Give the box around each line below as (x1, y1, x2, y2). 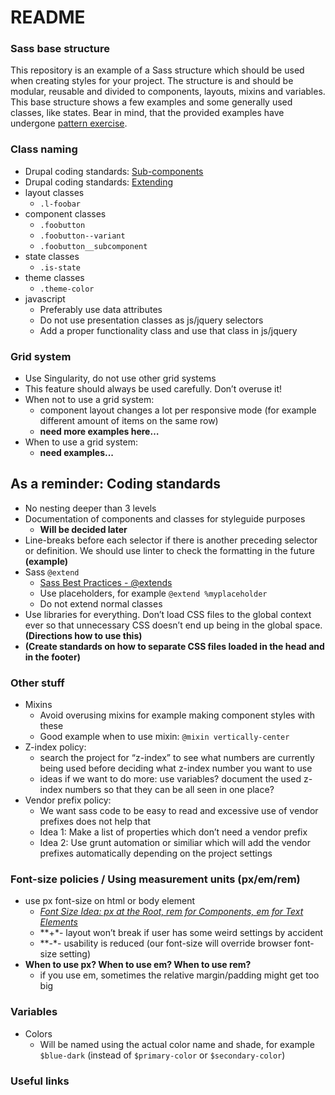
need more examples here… (39, 426, 160, 438)
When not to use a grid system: (24, 394, 155, 406)
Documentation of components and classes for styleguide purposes (24, 512, 306, 525)
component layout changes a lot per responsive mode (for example (39, 404, 317, 416)
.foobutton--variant (39, 231, 126, 241)
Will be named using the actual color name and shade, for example (39, 1038, 315, 1050)
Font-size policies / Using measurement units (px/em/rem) (10, 872, 301, 886)
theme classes (24, 271, 85, 283)
